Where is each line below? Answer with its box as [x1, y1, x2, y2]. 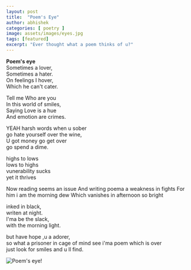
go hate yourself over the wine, [6, 131, 82, 138]
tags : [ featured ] [6, 36, 49, 42]
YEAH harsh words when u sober [6, 125, 87, 132]
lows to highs [6, 161, 39, 168]
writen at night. [6, 209, 43, 216]
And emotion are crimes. [6, 113, 66, 120]
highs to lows [6, 155, 39, 162]
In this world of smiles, [6, 100, 61, 108]
